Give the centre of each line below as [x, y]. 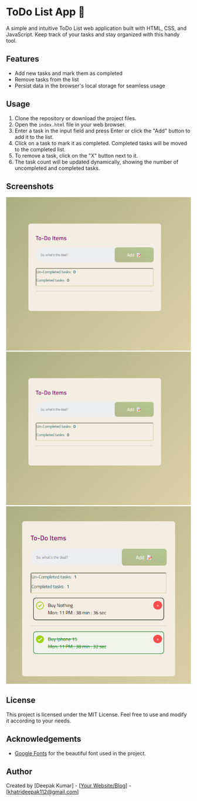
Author [19, 771]
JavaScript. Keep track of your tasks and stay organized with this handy [93, 34]
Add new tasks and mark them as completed [69, 73]
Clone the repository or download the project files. [75, 118]
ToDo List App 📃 [45, 12]
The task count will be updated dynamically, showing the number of [96, 162]
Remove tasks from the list [47, 79]
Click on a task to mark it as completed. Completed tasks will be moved [101, 143]
